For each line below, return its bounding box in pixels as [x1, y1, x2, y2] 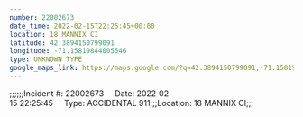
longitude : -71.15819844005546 [9, 47, 127, 56]
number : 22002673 [9, 13, 75, 22]
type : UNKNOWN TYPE [9, 55, 83, 64]
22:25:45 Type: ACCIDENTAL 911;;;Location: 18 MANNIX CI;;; [19, 97, 254, 108]
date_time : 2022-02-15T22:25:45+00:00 [9, 22, 155, 31]
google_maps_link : [9, 64, 78, 73]
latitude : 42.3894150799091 [9, 38, 115, 48]
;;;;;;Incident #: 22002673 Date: [9, 87, 135, 99]
